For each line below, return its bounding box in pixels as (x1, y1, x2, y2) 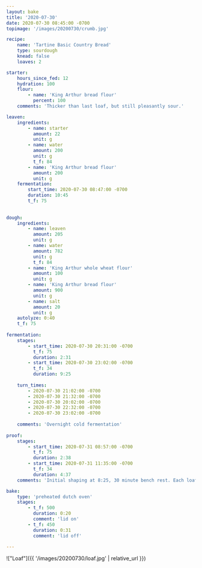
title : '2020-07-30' (6, 14, 58, 20)
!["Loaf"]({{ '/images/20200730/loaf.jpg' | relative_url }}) (6, 555, 146, 562)
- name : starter (28, 125, 69, 131)
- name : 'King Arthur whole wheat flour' (28, 265, 133, 271)
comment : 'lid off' (32, 533, 82, 539)
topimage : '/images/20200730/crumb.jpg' (6, 25, 109, 32)
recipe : (6, 37, 26, 43)
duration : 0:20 (32, 510, 71, 517)
